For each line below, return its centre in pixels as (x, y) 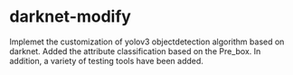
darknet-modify (70, 17)
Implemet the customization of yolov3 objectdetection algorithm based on (147, 42)
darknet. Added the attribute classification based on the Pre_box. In (135, 51)
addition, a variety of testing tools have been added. (106, 61)
